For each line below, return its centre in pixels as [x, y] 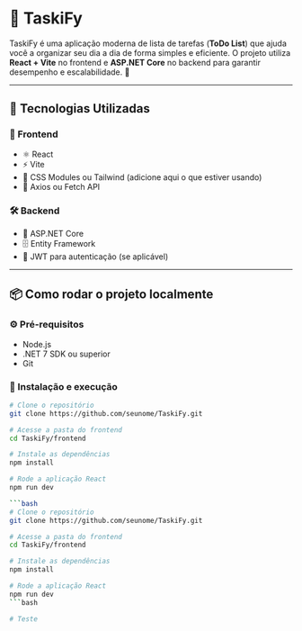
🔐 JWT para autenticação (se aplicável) [95, 257]
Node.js [37, 344]
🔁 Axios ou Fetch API [61, 186]
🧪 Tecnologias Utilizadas [80, 108]
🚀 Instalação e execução [64, 386]
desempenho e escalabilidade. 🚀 [70, 72]
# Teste [24, 619]
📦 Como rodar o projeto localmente [111, 295]
